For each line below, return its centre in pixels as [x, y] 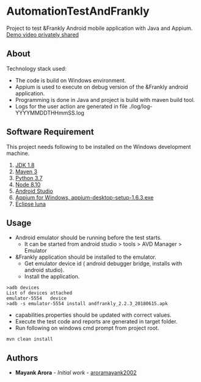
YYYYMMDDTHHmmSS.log [49, 113]
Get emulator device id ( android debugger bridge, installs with [103, 264]
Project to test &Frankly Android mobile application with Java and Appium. [100, 28]
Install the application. [52, 276]
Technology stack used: [37, 68]
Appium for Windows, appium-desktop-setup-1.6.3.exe [84, 197]
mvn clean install [30, 339]
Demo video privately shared [43, 34]
